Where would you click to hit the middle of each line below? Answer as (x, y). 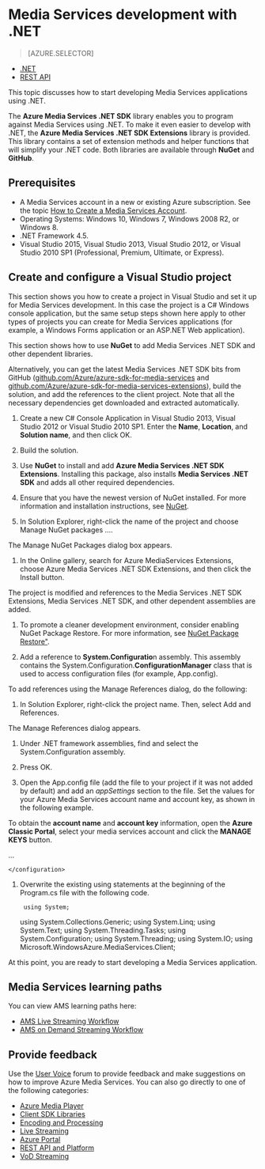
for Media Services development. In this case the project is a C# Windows (129, 305)
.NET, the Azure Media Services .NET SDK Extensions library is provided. (129, 133)
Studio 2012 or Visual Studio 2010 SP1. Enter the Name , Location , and (133, 426)
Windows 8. (39, 227)
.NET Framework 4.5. (54, 236)
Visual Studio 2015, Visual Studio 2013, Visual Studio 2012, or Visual (130, 244)
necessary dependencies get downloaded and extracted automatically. (124, 403)
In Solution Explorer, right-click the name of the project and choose (129, 521)
